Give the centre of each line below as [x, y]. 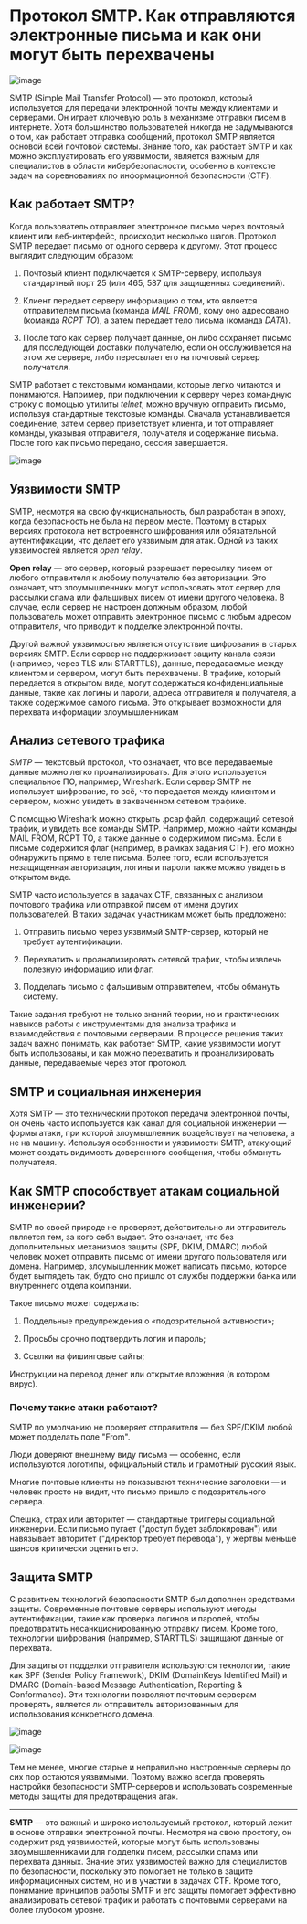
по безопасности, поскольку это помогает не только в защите [132, 1871]
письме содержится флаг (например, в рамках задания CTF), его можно [152, 848]
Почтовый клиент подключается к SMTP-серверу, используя [142, 273]
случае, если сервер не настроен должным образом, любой [128, 606]
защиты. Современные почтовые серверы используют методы [133, 1609]
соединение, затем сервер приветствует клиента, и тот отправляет [142, 423]
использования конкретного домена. [82, 1714]
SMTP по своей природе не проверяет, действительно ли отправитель [148, 1227]
